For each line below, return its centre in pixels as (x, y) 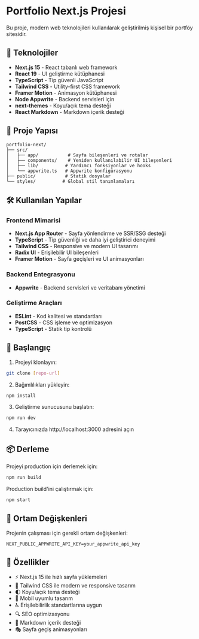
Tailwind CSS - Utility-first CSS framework (68, 86)
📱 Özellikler (28, 563)
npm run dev (21, 418)
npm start (19, 500)
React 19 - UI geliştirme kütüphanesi (60, 74)
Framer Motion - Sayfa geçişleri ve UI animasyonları (79, 259)
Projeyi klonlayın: (36, 362)
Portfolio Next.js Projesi (66, 11)
